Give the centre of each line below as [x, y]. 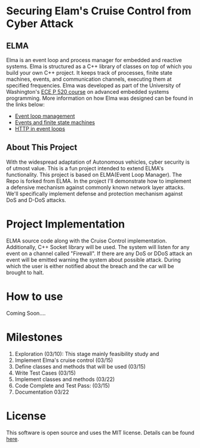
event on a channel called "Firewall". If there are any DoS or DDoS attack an [99, 253]
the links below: [25, 105]
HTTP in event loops [40, 129]
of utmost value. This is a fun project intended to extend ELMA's [85, 168]
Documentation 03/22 [42, 392]
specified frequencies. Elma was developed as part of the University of [93, 85]
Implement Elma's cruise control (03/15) [64, 360]
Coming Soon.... [26, 313]
